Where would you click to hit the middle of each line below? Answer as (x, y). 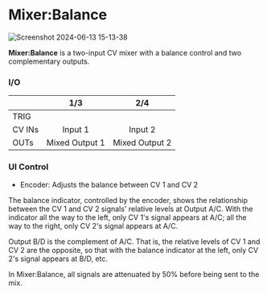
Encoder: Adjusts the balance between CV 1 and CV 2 (109, 184)
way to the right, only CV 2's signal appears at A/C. (93, 226)
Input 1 (76, 130)
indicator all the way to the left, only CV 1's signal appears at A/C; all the (127, 217)
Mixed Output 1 (76, 143)
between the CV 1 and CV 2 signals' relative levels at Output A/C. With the (131, 209)
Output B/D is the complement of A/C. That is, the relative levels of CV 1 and (134, 241)
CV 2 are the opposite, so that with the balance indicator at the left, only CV (133, 250)
